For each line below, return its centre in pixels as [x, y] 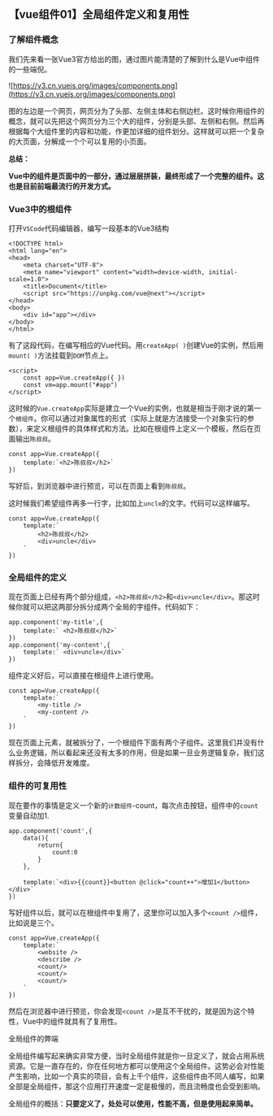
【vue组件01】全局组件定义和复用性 [99, 15]
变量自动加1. [29, 815]
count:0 [65, 852]
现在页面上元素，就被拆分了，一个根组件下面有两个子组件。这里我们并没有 [133, 743]
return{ [50, 845]
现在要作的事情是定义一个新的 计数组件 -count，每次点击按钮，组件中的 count [133, 805]
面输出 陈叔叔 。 [32, 438]
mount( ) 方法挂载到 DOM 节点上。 [61, 355]
